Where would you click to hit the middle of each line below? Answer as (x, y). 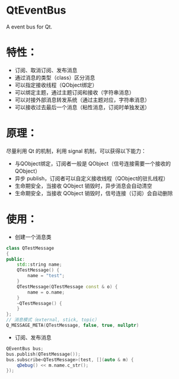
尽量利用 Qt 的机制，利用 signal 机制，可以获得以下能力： (76, 151)
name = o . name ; (46, 292)
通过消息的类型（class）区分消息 (55, 77)
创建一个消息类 (33, 237)
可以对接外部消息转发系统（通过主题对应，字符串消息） (82, 100)
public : (16, 259)
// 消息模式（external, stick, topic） (53, 320)
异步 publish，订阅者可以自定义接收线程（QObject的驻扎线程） (92, 178)
